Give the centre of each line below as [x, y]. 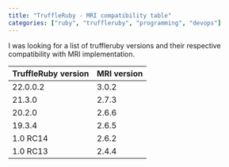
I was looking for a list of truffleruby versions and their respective [115, 45]
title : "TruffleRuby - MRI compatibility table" [90, 15]
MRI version [120, 74]
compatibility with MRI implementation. [72, 54]
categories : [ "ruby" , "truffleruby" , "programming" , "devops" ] [115, 23]
